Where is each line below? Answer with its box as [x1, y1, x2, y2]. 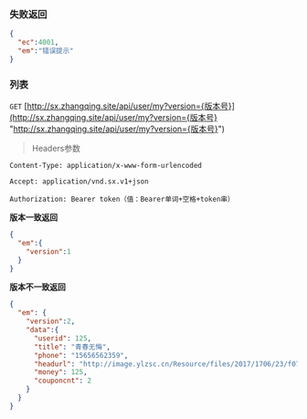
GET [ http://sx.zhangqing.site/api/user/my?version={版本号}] [9, 100, 236, 111]
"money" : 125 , [33, 368, 89, 377]
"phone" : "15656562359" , [33, 351, 129, 360]
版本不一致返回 [9, 281, 66, 293]
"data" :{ [26, 326, 59, 335]
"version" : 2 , [26, 317, 76, 326]
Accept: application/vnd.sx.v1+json [9, 177, 149, 186]
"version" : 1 [26, 246, 71, 257]
